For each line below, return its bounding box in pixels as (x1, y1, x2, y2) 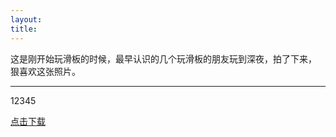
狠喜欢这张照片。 (10, 65, 81, 77)
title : (10, 24, 38, 34)
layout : (10, 14, 43, 25)
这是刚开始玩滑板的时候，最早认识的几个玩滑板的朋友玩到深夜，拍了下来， (10, 52, 317, 65)
